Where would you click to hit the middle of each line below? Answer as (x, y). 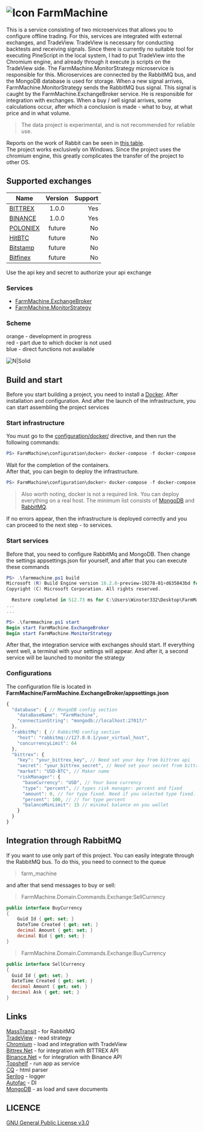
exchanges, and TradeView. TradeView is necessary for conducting (90, 42)
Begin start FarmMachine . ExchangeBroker (58, 628)
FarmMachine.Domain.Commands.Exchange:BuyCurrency (93, 953)
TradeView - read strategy (39, 1037)
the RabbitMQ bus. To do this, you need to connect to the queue (86, 861)
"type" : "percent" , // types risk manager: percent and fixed (102, 788)
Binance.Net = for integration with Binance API (64, 1056)
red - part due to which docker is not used (59, 343)
